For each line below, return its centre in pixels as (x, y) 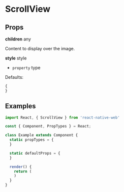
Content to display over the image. (40, 48)
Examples (20, 106)
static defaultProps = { (35, 153)
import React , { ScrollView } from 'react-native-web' (62, 117)
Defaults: (14, 77)
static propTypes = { (32, 140)
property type (26, 68)
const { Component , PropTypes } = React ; (48, 127)
